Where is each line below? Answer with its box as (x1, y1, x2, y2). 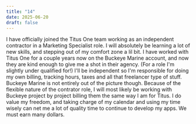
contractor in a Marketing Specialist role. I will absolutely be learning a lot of (6, 42, 190, 49)
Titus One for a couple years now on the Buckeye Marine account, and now (6, 54, 190, 62)
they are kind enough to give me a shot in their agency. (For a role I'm (6, 61, 175, 68)
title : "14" (6, 8, 35, 15)
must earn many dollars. (6, 111, 65, 118)
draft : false (6, 19, 38, 25)
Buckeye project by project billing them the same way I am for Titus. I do (6, 92, 181, 99)
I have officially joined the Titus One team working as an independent (6, 36, 174, 43)
